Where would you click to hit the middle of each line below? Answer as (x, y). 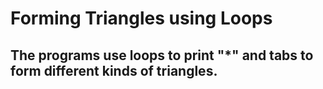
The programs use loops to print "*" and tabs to (162, 55)
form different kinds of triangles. (114, 70)
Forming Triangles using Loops (141, 18)
